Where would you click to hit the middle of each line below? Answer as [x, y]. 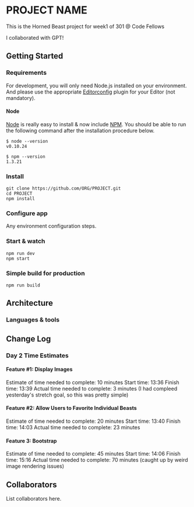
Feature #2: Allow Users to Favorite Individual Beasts [71, 408]
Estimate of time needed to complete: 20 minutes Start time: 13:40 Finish [93, 421]
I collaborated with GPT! [35, 37]
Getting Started [35, 56]
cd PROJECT [19, 194]
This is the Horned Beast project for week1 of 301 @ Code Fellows [85, 26]
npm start [18, 258]
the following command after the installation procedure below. [80, 130]
